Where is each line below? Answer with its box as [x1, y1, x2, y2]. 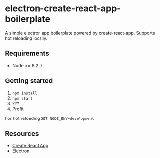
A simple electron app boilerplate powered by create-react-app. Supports [5, 30, 155, 36]
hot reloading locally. [5, 35, 48, 41]
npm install [12, 91, 37, 96]
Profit [12, 106, 24, 112]
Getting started [5, 77, 53, 85]
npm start [12, 96, 33, 101]
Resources [5, 129, 39, 138]
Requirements [5, 49, 49, 58]
